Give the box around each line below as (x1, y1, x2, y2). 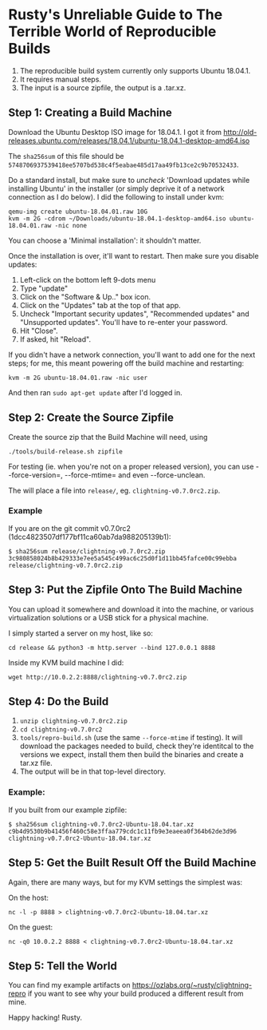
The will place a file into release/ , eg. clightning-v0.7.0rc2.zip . (8, 485, 221, 495)
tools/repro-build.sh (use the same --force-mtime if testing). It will (19, 733, 243, 743)
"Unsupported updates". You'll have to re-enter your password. (19, 317, 228, 327)
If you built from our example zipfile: (8, 805, 128, 814)
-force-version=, (8, 469, 64, 480)
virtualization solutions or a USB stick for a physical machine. (8, 612, 209, 622)
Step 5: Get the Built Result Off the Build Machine (8, 856, 257, 870)
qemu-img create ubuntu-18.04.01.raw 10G (8, 208, 148, 216)
